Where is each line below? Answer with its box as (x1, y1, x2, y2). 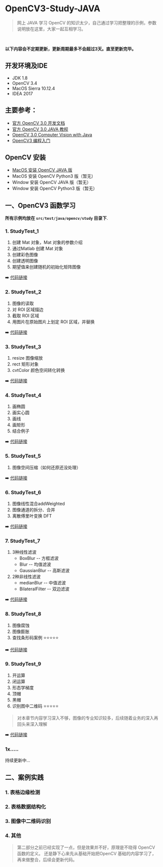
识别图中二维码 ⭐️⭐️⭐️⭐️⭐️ (12, 703, 59, 709)
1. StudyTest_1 (5, 228, 39, 235)
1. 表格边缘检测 (5, 789, 41, 796)
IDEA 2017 (12, 90, 33, 96)
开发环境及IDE (5, 62, 48, 70)
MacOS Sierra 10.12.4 (12, 85, 55, 91)
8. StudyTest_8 (5, 610, 41, 617)
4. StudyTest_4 (5, 392, 41, 398)
